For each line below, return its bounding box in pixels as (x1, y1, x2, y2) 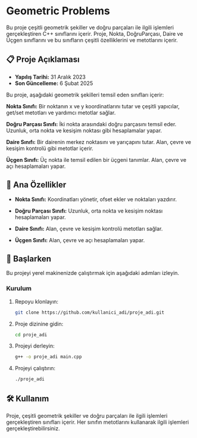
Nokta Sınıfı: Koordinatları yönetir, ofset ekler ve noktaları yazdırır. (14, 195, 177, 203)
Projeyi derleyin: (14, 342, 55, 349)
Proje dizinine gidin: (14, 320, 64, 327)
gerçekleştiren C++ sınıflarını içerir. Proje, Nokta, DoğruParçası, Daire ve (6, 30, 183, 37)
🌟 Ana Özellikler (6, 180, 67, 190)
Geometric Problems (6, 4, 110, 18)
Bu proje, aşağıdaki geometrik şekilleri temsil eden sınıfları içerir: (6, 91, 164, 98)
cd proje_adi (14, 331, 48, 337)
